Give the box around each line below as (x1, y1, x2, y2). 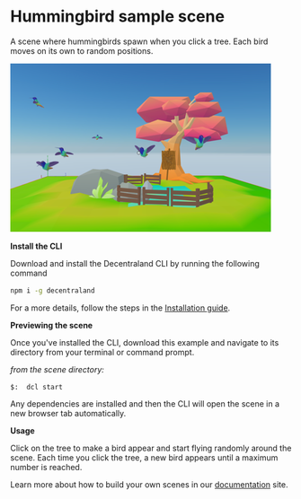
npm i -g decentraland (10, 285, 95, 295)
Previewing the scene (10, 320, 93, 330)
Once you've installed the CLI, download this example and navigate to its (10, 337, 279, 347)
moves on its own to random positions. (10, 45, 154, 56)
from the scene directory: (10, 363, 104, 374)
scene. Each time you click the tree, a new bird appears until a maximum (10, 451, 279, 463)
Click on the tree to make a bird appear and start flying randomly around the (10, 442, 292, 453)
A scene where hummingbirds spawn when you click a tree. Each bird (10, 36, 269, 47)
